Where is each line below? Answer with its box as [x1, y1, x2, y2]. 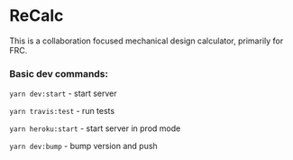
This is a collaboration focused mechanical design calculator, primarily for [9, 35, 284, 46]
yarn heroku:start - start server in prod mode [9, 123, 181, 134]
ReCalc [9, 5, 64, 26]
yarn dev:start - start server [9, 88, 117, 99]
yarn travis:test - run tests [9, 106, 115, 117]
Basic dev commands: [9, 67, 109, 80]
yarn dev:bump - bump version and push [9, 141, 158, 152]
